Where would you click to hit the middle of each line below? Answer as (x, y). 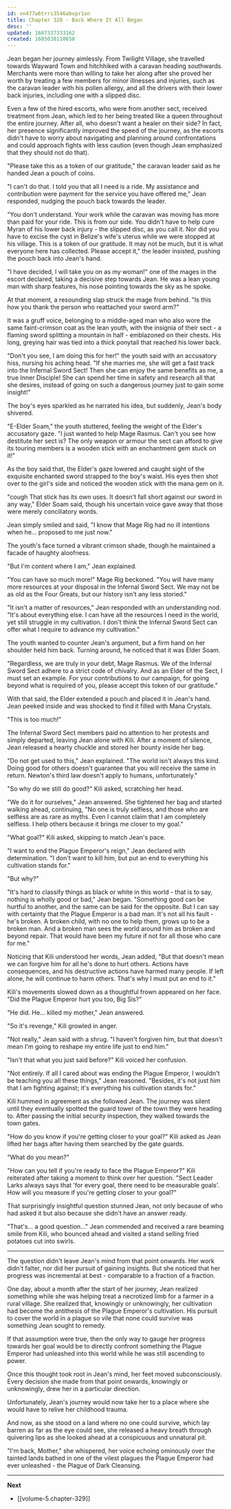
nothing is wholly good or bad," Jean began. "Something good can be (106, 899)
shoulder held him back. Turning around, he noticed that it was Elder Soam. (114, 650)
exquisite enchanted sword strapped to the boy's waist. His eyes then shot (113, 477)
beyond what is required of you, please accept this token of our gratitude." (112, 685)
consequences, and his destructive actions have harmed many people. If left (115, 971)
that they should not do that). (48, 153)
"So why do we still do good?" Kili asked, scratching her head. (95, 789)
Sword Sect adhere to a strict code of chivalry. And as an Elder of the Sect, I (115, 671)
